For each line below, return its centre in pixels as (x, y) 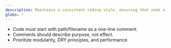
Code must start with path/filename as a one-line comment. (75, 29)
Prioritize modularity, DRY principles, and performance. (70, 40)
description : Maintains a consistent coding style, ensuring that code (83, 10)
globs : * (15, 15)
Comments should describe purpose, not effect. (63, 34)
